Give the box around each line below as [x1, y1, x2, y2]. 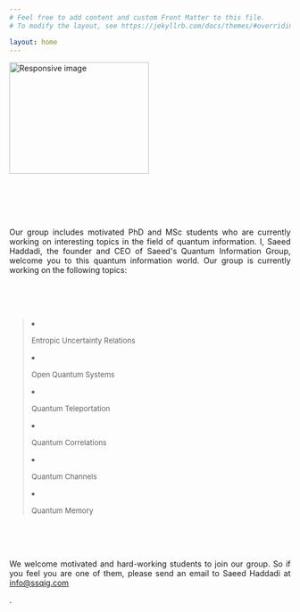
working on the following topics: [9, 265, 128, 276]
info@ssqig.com [9, 577, 70, 589]
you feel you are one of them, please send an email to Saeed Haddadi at [9, 568, 291, 579]
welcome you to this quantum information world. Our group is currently [9, 255, 291, 266]
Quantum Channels [30, 472, 97, 482]
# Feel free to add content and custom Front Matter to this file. [9, 12, 266, 22]
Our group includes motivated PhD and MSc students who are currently [9, 227, 291, 237]
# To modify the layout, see [9, 21, 118, 30]
